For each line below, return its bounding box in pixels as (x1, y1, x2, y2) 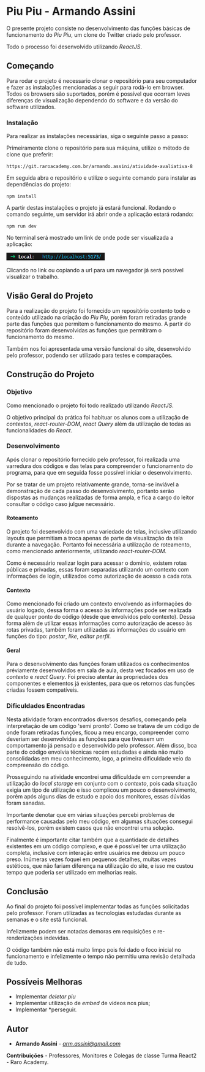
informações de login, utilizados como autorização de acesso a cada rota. (6, 572, 193, 580)
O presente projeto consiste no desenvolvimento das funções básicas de (6, 25, 191, 32)
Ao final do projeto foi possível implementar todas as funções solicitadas (6, 903, 190, 910)
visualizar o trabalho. (6, 273, 59, 280)
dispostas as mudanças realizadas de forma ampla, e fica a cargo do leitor (6, 494, 195, 501)
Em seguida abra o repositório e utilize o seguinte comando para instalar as (6, 174, 196, 182)
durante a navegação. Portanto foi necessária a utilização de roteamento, (6, 541, 192, 548)
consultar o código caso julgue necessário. (6, 500, 115, 507)
